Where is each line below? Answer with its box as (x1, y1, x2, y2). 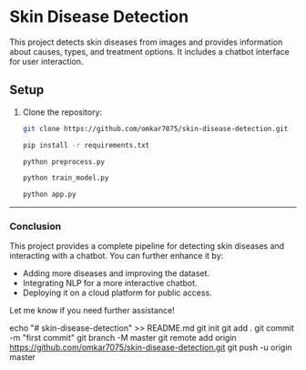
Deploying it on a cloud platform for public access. (22, 287, 212, 298)
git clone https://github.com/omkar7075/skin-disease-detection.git (22, 124, 289, 133)
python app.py (22, 190, 76, 200)
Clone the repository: (22, 107, 103, 118)
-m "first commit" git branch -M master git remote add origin (9, 333, 237, 344)
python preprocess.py (22, 157, 105, 166)
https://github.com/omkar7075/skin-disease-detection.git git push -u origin (9, 342, 293, 353)
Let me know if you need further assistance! (9, 305, 175, 316)
